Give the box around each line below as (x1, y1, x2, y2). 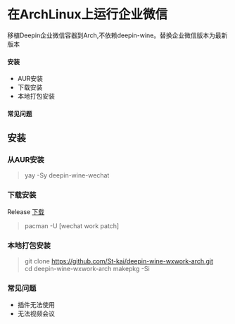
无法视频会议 (17, 309, 55, 318)
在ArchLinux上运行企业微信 (7, 6, 168, 23)
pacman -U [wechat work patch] (24, 221, 120, 230)
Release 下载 (7, 207, 45, 216)
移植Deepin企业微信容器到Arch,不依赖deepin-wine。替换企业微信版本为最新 (7, 31, 228, 39)
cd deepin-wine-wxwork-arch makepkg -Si (24, 265, 150, 273)
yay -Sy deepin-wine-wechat (24, 171, 110, 180)
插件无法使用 (17, 301, 55, 309)
